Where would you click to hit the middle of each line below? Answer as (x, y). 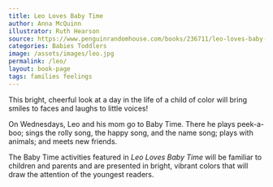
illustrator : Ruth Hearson (54, 31)
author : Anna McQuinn (45, 24)
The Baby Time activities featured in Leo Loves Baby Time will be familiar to (135, 157)
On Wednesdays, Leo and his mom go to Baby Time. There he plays (122, 124)
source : (22, 39)
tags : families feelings (50, 76)
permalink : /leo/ (38, 62)
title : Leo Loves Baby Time (56, 16)
